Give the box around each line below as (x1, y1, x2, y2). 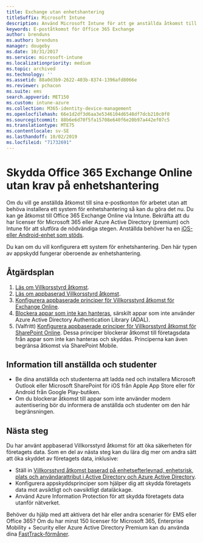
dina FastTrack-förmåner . (6, 530, 70, 538)
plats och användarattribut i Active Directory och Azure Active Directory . (15, 473, 196, 481)
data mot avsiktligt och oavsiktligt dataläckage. (15, 486, 133, 494)
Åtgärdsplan (6, 267, 55, 278)
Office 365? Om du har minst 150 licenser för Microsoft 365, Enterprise (6, 517, 184, 525)
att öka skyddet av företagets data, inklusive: (6, 455, 119, 462)
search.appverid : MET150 (6, 94, 69, 100)
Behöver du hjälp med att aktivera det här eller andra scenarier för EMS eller (6, 511, 197, 519)
